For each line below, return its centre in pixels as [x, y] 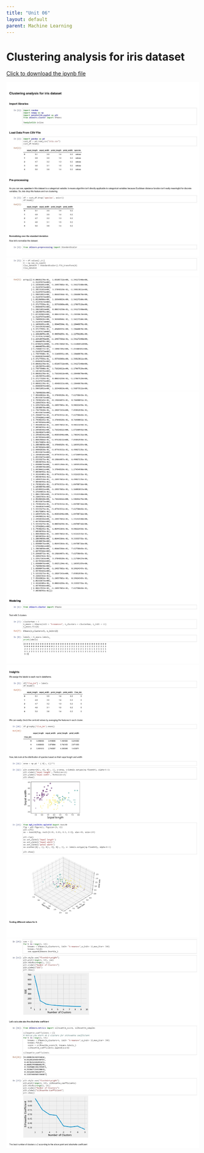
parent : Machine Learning [39, 26]
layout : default [27, 19]
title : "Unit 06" [28, 13]
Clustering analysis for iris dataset [96, 56]
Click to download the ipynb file [46, 74]
